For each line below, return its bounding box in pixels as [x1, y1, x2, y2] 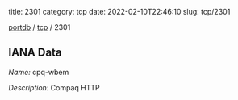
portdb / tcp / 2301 [8, 23, 71, 31]
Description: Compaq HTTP [8, 82, 100, 92]
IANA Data [8, 46, 62, 60]
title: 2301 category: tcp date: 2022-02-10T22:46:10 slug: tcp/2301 [8, 7, 231, 16]
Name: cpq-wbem [8, 67, 69, 77]
